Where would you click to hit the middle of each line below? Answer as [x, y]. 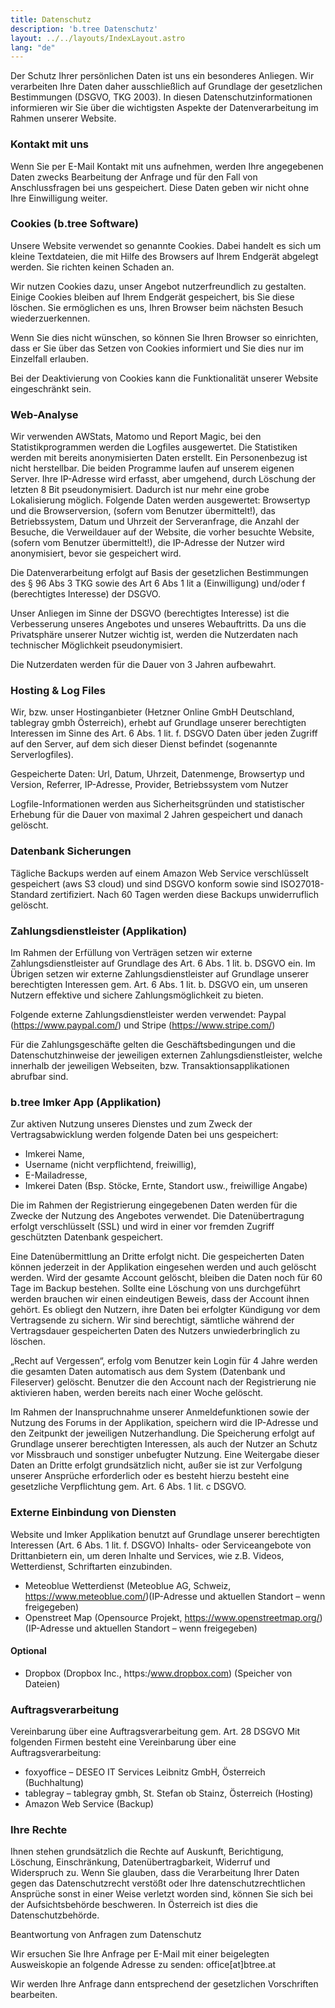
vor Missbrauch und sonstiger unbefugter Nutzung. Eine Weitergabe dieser [165, 1455]
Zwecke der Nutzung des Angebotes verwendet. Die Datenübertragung [157, 1216]
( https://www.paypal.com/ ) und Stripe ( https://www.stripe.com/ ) [143, 1025]
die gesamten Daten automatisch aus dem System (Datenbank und [148, 1372]
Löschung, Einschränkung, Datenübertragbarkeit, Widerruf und [140, 1862]
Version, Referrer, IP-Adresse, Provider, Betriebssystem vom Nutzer [149, 785]
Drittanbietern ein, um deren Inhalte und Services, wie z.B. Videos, [147, 1555]
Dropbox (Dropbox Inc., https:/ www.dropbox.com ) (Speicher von [158, 1673]
